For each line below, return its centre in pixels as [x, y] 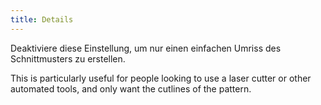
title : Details [42, 19]
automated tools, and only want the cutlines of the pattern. [131, 88]
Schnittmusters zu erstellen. [68, 58]
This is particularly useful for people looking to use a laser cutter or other [161, 78]
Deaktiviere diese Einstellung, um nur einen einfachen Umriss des [146, 48]
